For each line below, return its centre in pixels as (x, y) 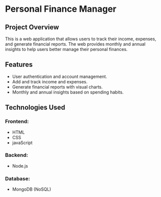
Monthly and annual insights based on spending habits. (68, 92)
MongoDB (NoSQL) (32, 189)
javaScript (22, 143)
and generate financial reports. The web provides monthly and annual (75, 44)
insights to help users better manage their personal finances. (67, 49)
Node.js (20, 166)
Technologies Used (35, 108)
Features (19, 65)
